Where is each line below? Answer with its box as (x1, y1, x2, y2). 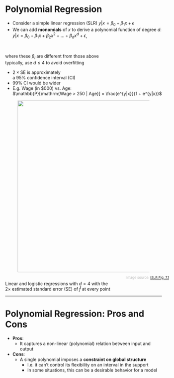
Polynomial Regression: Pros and (5, 308, 145, 320)
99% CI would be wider (12, 80, 61, 86)
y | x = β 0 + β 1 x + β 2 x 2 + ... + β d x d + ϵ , (12, 31, 87, 40)
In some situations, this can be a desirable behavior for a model (27, 367, 158, 373)
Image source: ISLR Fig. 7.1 (126, 275, 169, 280)
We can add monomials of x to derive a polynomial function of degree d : (12, 26, 162, 32)
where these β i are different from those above (5, 53, 99, 60)
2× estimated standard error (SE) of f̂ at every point (5, 286, 110, 292)
